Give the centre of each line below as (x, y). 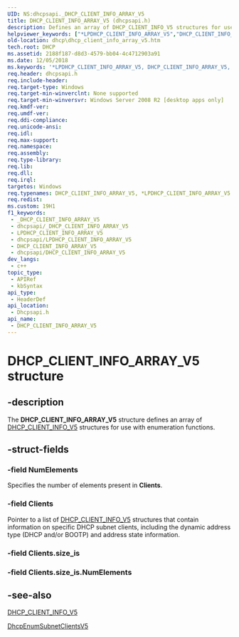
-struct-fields (38, 450)
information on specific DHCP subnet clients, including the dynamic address (119, 527)
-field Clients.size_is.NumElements (70, 572)
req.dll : (20, 173)
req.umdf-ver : (28, 113)
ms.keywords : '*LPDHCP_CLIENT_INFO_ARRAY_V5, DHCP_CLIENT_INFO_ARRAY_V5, (119, 67)
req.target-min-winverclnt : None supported (73, 93)
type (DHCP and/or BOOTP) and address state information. (94, 534)
